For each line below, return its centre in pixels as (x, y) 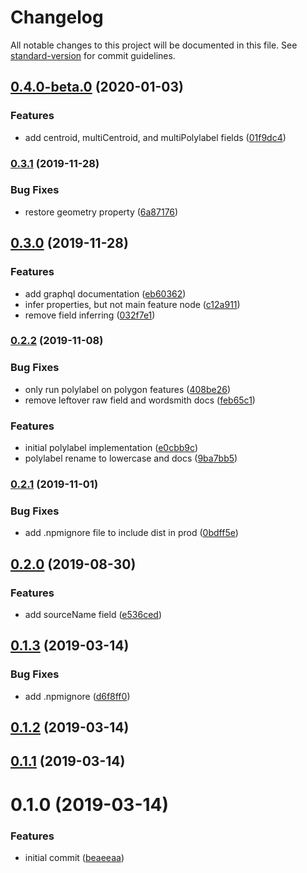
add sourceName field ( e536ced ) (93, 614)
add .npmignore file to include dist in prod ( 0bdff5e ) (131, 533)
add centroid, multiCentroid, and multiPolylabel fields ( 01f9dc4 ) (155, 137)
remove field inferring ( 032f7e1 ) (90, 315)
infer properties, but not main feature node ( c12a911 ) (132, 304)
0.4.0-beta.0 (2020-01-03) (97, 87)
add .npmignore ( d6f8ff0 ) (77, 696)
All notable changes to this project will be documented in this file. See (154, 45)
